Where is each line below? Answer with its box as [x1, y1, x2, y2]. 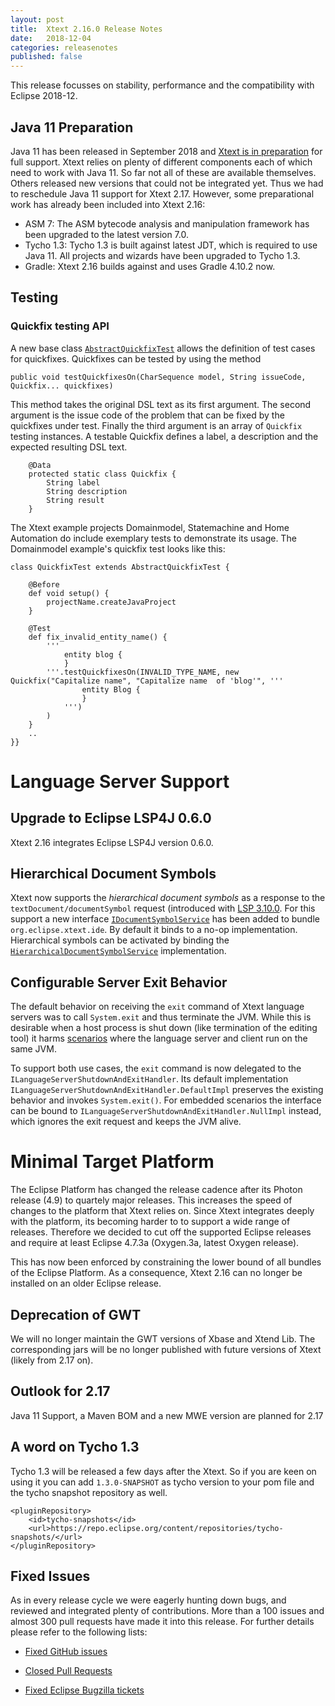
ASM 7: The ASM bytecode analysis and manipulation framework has [24, 217, 310, 230]
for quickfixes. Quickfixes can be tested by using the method [10, 352, 262, 365]
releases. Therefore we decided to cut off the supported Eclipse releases [10, 1226, 312, 1238]
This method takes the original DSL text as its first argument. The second [10, 398, 312, 410]
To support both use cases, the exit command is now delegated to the [10, 1062, 302, 1075]
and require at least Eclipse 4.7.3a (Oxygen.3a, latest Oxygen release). [10, 1237, 300, 1249]
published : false [10, 52, 83, 62]
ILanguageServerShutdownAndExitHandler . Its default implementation [10, 1073, 289, 1085]
